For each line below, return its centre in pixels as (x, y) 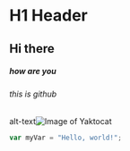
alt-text (22, 122)
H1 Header (48, 16)
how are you (33, 71)
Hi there (32, 49)
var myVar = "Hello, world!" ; (66, 138)
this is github (33, 94)
